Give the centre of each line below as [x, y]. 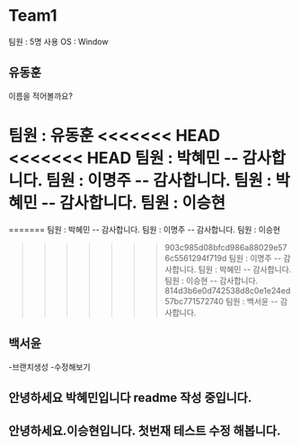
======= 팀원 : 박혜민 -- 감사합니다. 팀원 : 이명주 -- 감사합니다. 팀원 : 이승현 [144, 229]
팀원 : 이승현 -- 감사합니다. [212, 280]
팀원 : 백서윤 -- [252, 301]
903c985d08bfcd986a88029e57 [226, 247]
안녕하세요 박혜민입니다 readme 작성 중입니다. [130, 397]
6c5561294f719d [196, 258]
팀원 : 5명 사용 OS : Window [58, 41]
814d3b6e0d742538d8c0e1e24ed [228, 290]
